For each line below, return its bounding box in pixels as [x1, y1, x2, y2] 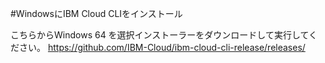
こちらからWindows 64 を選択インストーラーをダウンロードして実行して [10, 29, 310, 41]
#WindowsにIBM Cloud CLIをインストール [10, 8, 183, 19]
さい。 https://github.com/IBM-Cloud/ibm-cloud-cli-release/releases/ [18, 42, 306, 53]
